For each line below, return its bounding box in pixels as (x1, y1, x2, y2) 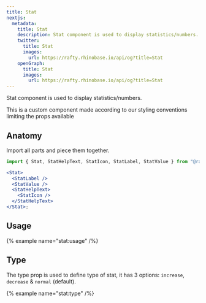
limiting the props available (6, 113, 75, 120)
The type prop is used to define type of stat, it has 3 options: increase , (6, 271, 185, 278)
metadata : (12, 20, 37, 26)
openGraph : (17, 60, 45, 66)
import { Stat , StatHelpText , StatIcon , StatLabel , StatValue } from (6, 158, 188, 164)
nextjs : (6, 15, 26, 21)
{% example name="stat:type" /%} (6, 290, 94, 297)
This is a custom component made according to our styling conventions (6, 106, 188, 113)
